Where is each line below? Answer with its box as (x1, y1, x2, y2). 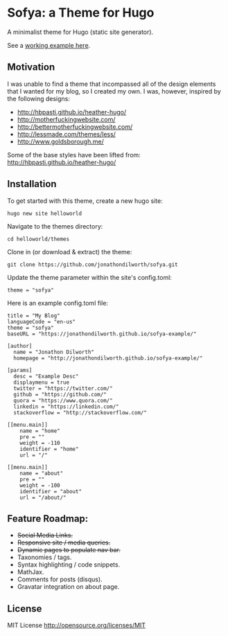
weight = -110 (19, 439, 60, 446)
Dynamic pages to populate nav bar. (17, 546, 121, 554)
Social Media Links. (17, 531, 73, 540)
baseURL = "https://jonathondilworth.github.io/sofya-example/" (7, 330, 197, 337)
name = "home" (19, 427, 60, 434)
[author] (7, 342, 33, 349)
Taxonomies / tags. (17, 553, 72, 562)
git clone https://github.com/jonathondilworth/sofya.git (7, 261, 178, 268)
